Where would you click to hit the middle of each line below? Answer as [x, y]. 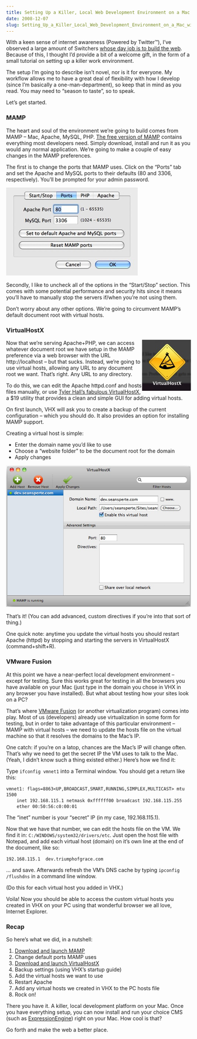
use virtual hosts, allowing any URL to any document [69, 368]
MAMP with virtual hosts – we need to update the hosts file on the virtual [94, 729]
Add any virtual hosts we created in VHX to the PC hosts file [87, 988]
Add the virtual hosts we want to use [59, 976]
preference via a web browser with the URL [58, 355]
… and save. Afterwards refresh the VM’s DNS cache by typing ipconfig [93, 870]
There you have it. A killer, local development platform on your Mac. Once [95, 1006]
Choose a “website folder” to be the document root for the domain [94, 451]
